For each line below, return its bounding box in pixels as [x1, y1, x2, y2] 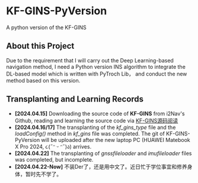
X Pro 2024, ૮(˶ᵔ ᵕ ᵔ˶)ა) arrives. [14, 143, 92, 150]
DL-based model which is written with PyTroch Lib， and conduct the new [6, 70, 187, 77]
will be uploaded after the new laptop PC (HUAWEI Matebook [41, 136, 191, 143]
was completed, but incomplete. [14, 156, 94, 163]
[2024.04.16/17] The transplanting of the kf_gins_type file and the [14, 124, 176, 131]
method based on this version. [6, 77, 81, 84]
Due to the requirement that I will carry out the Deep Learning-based [6, 56, 174, 64]
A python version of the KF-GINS [6, 24, 87, 31]
